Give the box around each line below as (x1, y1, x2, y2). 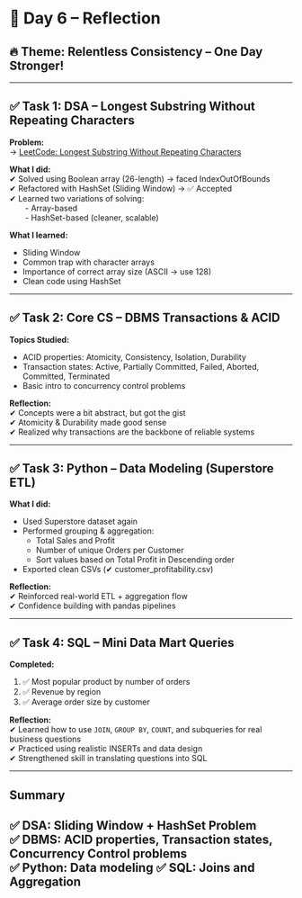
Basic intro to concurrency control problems (22, 380, 186, 391)
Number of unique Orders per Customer (35, 544, 184, 556)
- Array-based (25, 202, 78, 213)
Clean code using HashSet (22, 275, 121, 286)
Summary (9, 787, 66, 803)
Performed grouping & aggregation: (22, 525, 155, 536)
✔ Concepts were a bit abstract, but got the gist (9, 407, 186, 418)
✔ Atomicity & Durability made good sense (9, 417, 167, 427)
